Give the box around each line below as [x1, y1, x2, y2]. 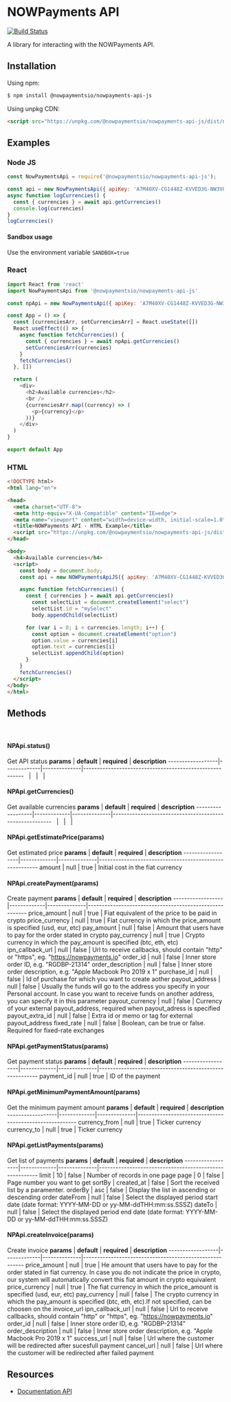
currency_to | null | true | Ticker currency [7, 1125, 123, 1134]
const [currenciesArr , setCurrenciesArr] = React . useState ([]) [13, 319, 198, 326]
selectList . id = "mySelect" [32, 605, 112, 613]
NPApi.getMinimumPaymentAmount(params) [7, 1087, 140, 1096]
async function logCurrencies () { [7, 192, 107, 199]
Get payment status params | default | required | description [7, 1057, 182, 1066]
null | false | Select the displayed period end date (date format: [7, 1207, 184, 1216]
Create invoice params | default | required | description [7, 1246, 167, 1254]
